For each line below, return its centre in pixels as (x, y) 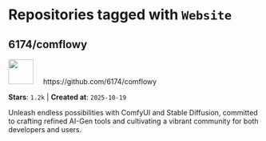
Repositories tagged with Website (120, 15)
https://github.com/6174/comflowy (100, 81)
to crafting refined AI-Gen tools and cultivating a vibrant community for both (133, 121)
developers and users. (45, 129)
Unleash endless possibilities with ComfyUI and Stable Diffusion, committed (133, 113)
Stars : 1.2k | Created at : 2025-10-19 (67, 97)
